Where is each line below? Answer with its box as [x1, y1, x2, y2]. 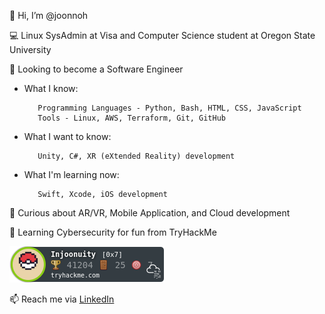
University [9, 44, 52, 55]
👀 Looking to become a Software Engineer [9, 63, 184, 75]
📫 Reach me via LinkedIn [9, 293, 115, 305]
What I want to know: [23, 131, 112, 142]
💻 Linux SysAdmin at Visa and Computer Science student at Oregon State [9, 30, 316, 41]
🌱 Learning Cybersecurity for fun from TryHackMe [9, 226, 217, 238]
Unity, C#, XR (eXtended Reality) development [37, 151, 236, 161]
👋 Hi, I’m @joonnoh [9, 10, 89, 21]
